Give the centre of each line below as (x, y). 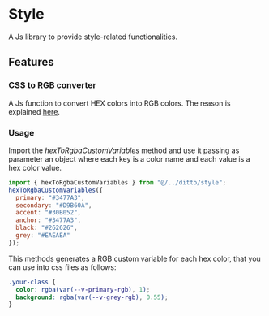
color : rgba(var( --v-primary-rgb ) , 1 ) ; (83, 289)
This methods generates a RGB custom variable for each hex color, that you (134, 258)
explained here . (34, 111)
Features (31, 62)
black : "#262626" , (47, 228)
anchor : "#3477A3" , (49, 220)
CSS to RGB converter (52, 85)
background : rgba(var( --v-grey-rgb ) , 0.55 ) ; (92, 297)
